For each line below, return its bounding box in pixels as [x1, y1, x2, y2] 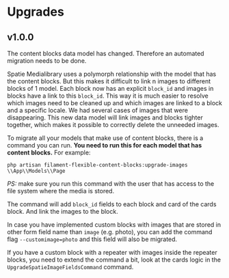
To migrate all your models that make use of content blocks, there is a [7, 134, 204, 142]
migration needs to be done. [7, 57, 87, 65]
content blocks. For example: [7, 148, 91, 156]
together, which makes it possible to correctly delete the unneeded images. [7, 121, 219, 128]
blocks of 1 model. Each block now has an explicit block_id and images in [7, 85, 214, 92]
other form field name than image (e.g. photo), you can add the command [7, 228, 213, 236]
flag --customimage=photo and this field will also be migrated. [7, 235, 178, 243]
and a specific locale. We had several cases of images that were [7, 107, 188, 114]
